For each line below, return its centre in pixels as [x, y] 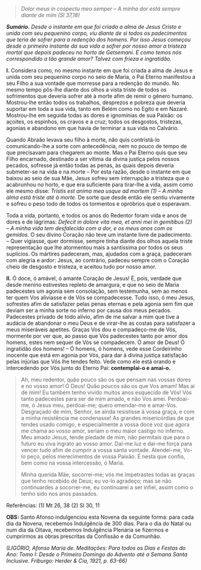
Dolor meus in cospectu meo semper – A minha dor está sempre [100, 9]
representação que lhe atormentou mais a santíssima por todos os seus [94, 247]
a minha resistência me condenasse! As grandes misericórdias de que [108, 418]
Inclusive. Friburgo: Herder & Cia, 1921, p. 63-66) [67, 561]
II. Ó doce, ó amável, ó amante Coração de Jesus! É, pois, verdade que [94, 278]
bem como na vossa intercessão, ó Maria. [73, 463]
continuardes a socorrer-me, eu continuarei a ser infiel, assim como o [107, 487]
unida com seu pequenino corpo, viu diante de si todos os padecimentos [97, 33]
